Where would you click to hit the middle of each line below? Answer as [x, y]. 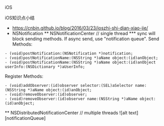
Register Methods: [24, 76]
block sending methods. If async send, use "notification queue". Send [86, 39]
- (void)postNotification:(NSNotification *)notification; [69, 53]
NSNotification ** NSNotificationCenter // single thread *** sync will [84, 33]
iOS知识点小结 [20, 18]
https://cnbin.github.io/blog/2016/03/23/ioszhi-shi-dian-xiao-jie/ [80, 28]
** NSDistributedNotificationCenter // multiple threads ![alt [66, 113]
